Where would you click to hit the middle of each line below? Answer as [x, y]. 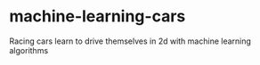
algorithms [29, 50]
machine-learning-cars [97, 16]
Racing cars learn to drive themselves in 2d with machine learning [130, 41]
